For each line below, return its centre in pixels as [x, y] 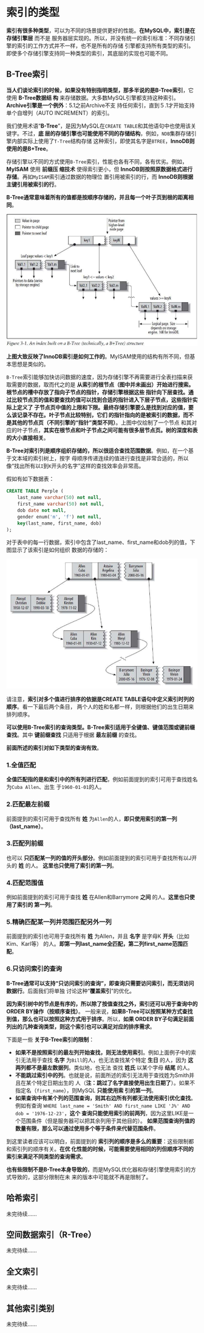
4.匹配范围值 [25, 883]
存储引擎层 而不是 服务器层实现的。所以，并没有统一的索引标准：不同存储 [98, 38]
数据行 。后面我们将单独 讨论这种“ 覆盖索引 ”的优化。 [71, 991]
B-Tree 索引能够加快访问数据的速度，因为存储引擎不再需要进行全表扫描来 [97, 377]
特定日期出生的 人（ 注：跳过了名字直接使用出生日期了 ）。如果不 [116, 1083]
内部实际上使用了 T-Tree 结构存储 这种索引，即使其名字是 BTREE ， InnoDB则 [103, 141]
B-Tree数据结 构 [38, 97]
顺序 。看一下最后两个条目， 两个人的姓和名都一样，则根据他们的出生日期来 [100, 706]
